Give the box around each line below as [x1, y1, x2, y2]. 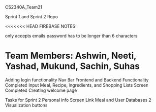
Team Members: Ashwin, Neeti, [5, 50, 137, 61]
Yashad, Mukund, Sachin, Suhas [5, 61, 140, 72]
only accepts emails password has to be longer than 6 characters [5, 33, 138, 38]
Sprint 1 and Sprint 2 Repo [5, 14, 58, 19]
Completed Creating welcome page [5, 87, 77, 93]
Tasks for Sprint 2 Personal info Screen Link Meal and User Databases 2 [5, 97, 152, 103]
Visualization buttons [5, 102, 48, 108]
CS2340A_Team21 [5, 4, 43, 10]
